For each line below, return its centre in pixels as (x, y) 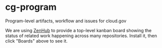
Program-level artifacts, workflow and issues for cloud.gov (66, 21)
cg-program (31, 7)
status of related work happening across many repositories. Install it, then (81, 36)
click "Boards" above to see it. (36, 41)
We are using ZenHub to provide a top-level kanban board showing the (78, 30)
